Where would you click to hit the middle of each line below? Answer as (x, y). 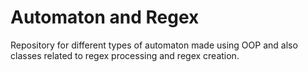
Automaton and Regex (105, 17)
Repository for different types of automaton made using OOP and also (154, 45)
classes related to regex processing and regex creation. (125, 55)
